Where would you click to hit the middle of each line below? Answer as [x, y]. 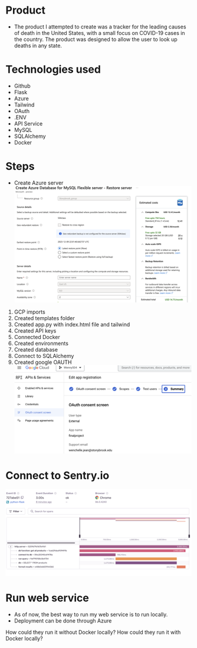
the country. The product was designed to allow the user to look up [96, 39]
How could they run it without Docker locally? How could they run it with [93, 632]
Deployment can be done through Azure [63, 620]
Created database [36, 349]
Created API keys [35, 331]
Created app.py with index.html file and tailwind [72, 324]
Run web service [47, 598]
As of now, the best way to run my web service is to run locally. [91, 614]
